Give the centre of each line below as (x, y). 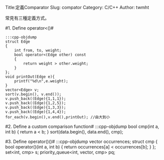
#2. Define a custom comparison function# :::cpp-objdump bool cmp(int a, (82, 126)
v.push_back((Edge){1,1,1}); (36, 99)
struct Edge (18, 42)
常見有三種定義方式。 (27, 18)
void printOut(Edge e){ (30, 77)
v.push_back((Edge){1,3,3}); (36, 107)
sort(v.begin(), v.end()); (33, 94)
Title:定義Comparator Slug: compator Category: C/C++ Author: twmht (77, 7)
